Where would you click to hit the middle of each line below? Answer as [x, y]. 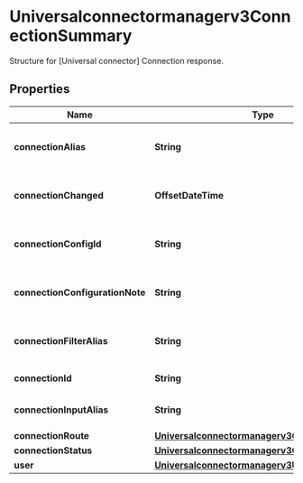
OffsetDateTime [189, 195]
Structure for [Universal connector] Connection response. [116, 60]
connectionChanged [59, 195]
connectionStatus [53, 450]
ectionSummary [71, 36]
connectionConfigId [58, 244]
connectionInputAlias [61, 410]
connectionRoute [52, 435]
